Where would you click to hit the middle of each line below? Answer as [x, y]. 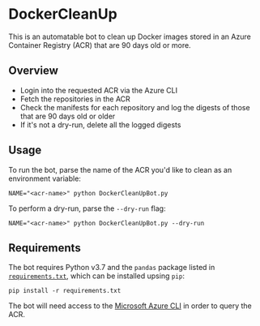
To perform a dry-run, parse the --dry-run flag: [87, 208]
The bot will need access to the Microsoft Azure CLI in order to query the [130, 306]
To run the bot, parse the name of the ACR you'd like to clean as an [120, 169]
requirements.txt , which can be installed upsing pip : [96, 276]
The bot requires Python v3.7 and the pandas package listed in [112, 268]
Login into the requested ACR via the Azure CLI [99, 90]
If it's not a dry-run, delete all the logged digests [100, 124]
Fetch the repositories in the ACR [75, 99]
